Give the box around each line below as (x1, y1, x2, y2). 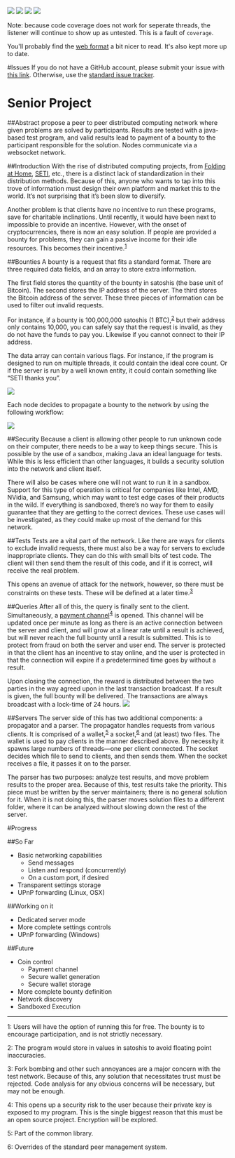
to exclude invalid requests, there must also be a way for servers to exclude (7, 544, 225, 552)
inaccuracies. (7, 1051, 46, 1060)
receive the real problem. (7, 566, 80, 575)
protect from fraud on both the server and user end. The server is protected (7, 641, 226, 649)
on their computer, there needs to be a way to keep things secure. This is (7, 442, 218, 451)
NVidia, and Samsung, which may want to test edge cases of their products (7, 493, 225, 502)
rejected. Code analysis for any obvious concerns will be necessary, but (7, 1079, 215, 1088)
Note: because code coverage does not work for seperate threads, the (7, 21, 211, 29)
